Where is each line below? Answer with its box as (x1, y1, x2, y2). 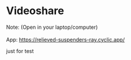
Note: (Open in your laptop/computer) (6, 24, 99, 31)
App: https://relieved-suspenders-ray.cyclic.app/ (6, 36, 125, 43)
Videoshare (6, 4, 64, 18)
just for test (6, 47, 34, 54)
